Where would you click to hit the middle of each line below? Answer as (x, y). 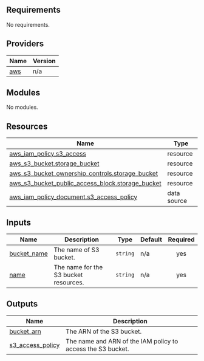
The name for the (78, 267)
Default (151, 239)
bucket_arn (25, 331)
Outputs (22, 304)
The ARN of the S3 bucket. (104, 331)
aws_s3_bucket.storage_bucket (54, 163)
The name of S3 (76, 250)
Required (181, 239)
